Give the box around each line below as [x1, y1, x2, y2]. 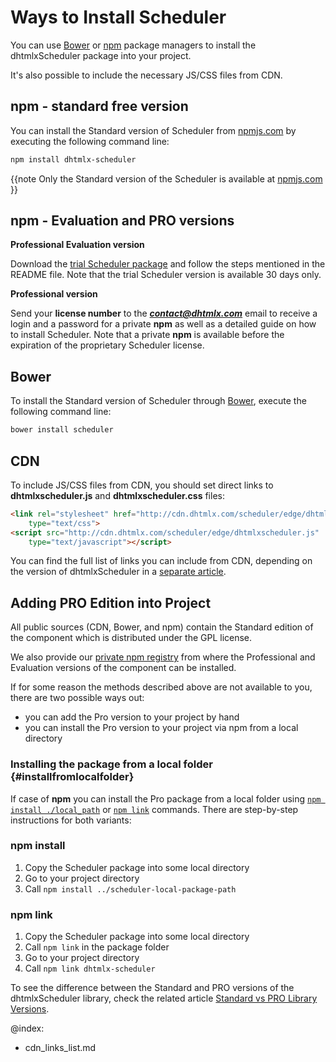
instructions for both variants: [10, 814, 132, 826]
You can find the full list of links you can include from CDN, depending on [10, 555, 313, 567]
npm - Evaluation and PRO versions [10, 212, 235, 230]
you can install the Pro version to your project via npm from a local [24, 722, 299, 734]
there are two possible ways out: [10, 692, 145, 704]
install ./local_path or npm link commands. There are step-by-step [10, 803, 299, 815]
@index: [10, 1022, 45, 1035]
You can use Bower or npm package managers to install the [10, 39, 257, 51]
